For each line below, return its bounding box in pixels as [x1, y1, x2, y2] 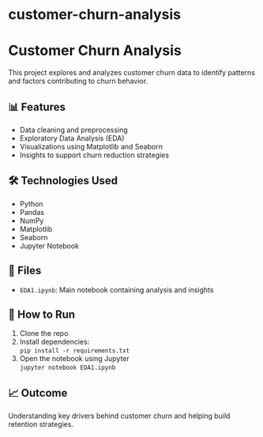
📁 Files [8, 264, 42, 277]
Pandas [19, 207, 45, 217]
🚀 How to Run [8, 307, 76, 321]
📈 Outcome [8, 386, 68, 400]
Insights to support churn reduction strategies [19, 150, 170, 160]
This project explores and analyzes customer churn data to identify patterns [8, 68, 255, 77]
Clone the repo [19, 329, 69, 338]
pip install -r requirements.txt [19, 347, 130, 355]
